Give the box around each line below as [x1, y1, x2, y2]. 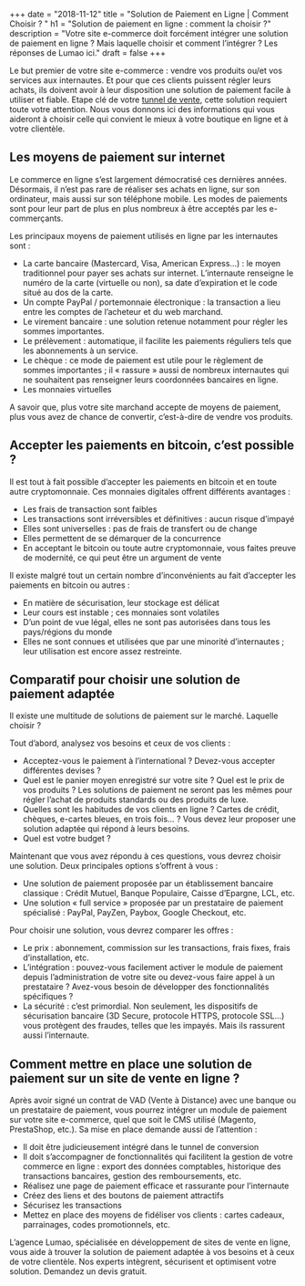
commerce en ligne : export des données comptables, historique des [22, 1161, 281, 1172]
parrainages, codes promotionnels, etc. [22, 1219, 171, 1230]
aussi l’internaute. [22, 1030, 89, 1040]
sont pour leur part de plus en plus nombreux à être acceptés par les [9, 203, 268, 214]
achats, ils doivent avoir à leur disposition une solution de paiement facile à [9, 85, 291, 95]
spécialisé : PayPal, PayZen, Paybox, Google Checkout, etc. [22, 907, 247, 918]
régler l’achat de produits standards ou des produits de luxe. [22, 794, 249, 805]
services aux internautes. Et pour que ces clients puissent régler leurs [9, 75, 271, 86]
